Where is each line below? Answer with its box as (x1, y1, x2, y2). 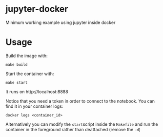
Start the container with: (5, 71, 54, 77)
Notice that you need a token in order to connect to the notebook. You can (5, 98, 155, 104)
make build (5, 62, 28, 67)
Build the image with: (5, 53, 48, 59)
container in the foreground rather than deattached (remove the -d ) (5, 126, 141, 132)
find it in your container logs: (5, 103, 63, 109)
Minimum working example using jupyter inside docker (5, 20, 116, 25)
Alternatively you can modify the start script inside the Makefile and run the (5, 121, 158, 127)
